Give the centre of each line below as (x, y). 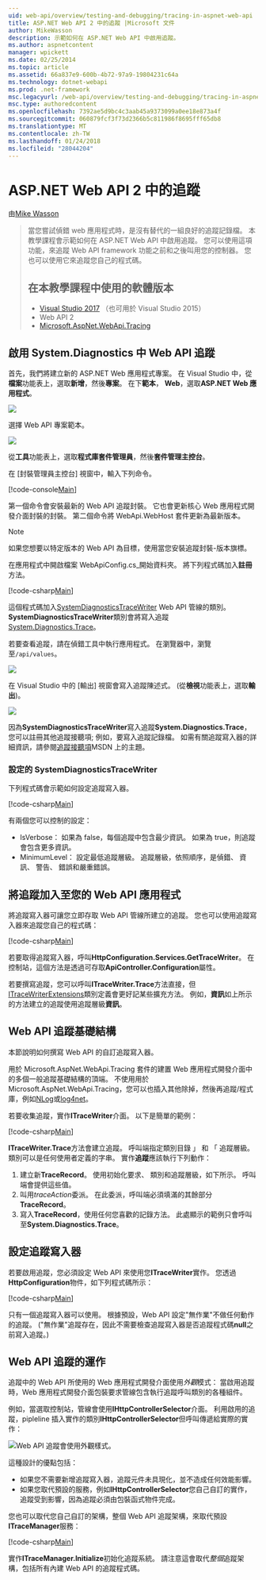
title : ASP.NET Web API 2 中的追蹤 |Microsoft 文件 (92, 23)
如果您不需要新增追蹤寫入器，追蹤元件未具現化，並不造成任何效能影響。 (137, 1480)
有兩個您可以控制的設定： (50, 821)
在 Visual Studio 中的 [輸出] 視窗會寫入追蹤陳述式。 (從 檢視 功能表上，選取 (129, 685)
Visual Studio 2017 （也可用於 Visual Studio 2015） (122, 308)
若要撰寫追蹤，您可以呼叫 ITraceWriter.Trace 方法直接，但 (102, 985)
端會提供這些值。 (47, 1185)
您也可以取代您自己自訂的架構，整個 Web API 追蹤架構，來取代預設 (118, 1516)
